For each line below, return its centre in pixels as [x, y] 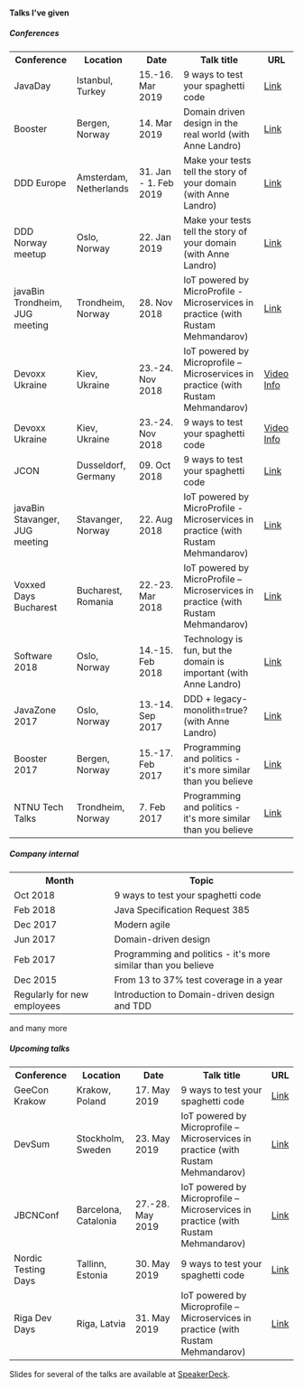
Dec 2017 [35, 924]
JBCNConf [37, 1215]
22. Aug [156, 519]
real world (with [216, 134]
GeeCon [32, 1090]
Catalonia [96, 1221]
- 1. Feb [156, 182]
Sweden [94, 1150]
